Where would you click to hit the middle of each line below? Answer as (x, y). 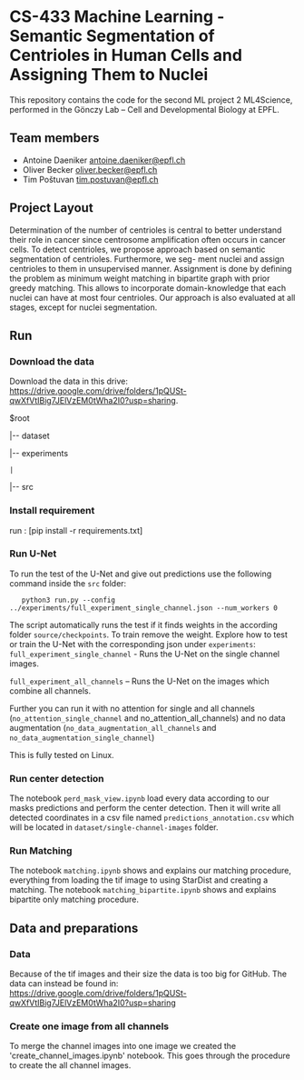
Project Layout (51, 208)
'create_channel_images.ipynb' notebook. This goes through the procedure (150, 1055)
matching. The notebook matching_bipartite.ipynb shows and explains (143, 890)
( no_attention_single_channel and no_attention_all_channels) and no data (147, 718)
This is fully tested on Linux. (62, 755)
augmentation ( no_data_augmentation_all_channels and (113, 727)
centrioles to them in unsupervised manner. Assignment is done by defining (151, 268)
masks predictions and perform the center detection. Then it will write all (145, 808)
